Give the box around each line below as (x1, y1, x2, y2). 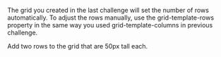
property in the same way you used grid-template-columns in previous (7, 21, 213, 29)
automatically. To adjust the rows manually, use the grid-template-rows (7, 13, 214, 22)
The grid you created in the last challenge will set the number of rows (7, 6, 210, 14)
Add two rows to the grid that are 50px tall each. (7, 42, 148, 50)
